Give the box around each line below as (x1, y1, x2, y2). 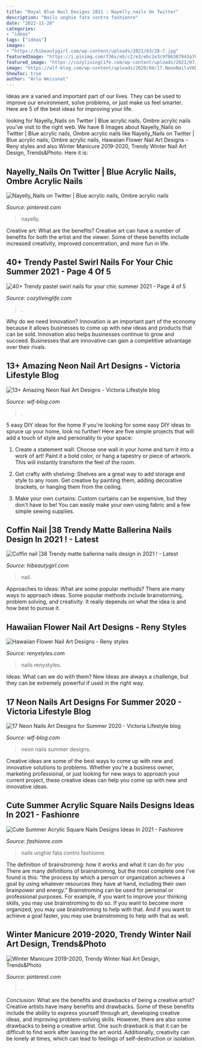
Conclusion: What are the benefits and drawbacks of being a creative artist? (6, 996, 195, 1003)
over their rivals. (6, 343, 46, 350)
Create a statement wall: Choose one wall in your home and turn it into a (14, 445, 194, 453)
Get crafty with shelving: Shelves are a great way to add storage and (14, 470, 185, 477)
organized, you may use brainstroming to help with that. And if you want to (6, 905, 191, 913)
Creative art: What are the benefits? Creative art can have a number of (6, 227, 180, 234)
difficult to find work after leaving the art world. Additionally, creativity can (6, 1028, 191, 1035)
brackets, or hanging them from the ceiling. (14, 483, 122, 490)
